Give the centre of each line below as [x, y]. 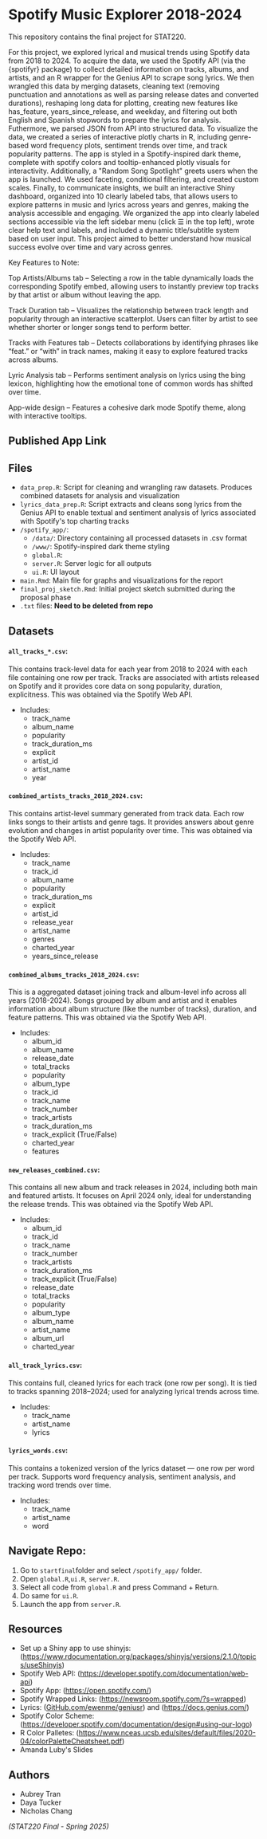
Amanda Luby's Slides [56, 1750]
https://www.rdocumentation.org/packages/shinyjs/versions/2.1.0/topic [139, 1656]
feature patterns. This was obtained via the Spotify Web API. [108, 1017]
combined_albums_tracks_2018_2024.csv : [74, 974]
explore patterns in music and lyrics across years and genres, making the [129, 204]
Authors [29, 1775]
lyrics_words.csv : [38, 1450]
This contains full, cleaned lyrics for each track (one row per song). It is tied [133, 1383]
